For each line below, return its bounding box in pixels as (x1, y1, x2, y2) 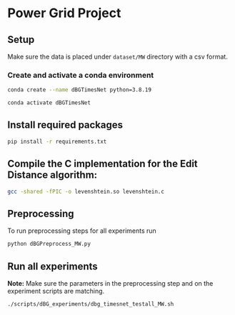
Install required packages (7, 119, 124, 131)
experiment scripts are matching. (7, 286, 105, 295)
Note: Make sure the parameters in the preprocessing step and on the (7, 279, 214, 287)
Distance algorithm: (7, 169, 98, 181)
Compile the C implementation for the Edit (7, 158, 198, 170)
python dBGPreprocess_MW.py (7, 241, 91, 248)
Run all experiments (7, 260, 98, 272)
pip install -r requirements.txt (7, 138, 107, 145)
